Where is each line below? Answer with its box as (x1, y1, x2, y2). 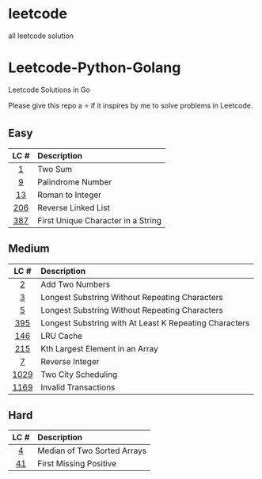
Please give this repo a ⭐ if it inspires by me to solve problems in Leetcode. (8, 101, 253, 110)
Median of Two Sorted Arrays (37, 445, 147, 456)
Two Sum (37, 163, 73, 174)
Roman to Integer (37, 189, 101, 200)
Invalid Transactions (40, 382, 116, 393)
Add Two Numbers (40, 279, 111, 290)
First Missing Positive (37, 458, 117, 469)
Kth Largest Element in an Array (40, 343, 158, 354)
